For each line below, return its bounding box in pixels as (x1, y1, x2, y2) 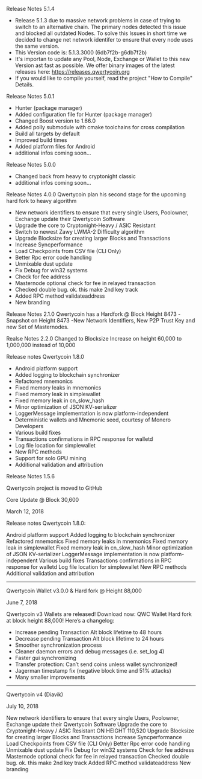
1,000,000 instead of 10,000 (6, 341, 76, 348)
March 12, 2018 (6, 508, 44, 515)
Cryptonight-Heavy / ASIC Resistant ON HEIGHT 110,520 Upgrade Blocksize (6, 727, 194, 734)
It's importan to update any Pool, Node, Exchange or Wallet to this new (14, 56, 191, 62)
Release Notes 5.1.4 (6, 5, 55, 12)
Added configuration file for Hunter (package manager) (14, 111, 152, 118)
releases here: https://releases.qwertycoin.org (14, 68, 130, 75)
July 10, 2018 (6, 703, 39, 710)
